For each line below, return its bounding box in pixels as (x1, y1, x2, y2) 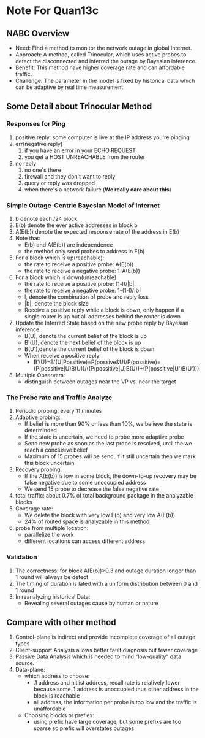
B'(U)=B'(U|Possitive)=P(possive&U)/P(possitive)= (33, 358, 161, 366)
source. (15, 659, 35, 667)
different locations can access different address (24, 537, 146, 545)
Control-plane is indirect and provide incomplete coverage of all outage (15, 633, 196, 641)
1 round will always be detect (15, 573, 89, 580)
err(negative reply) (15, 140, 63, 147)
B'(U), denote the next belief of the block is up (24, 339, 141, 346)
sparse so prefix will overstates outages (33, 725, 135, 732)
